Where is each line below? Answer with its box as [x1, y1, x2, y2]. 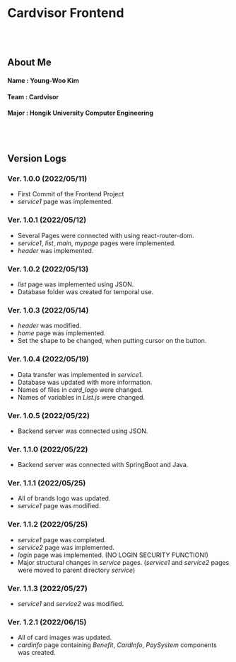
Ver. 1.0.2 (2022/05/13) [7, 264, 89, 274]
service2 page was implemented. [17, 543, 115, 551]
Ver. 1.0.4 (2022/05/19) [7, 354, 90, 364]
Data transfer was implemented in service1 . [17, 370, 143, 378]
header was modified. [17, 321, 82, 330]
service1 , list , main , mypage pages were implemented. [17, 239, 177, 247]
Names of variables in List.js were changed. [17, 393, 146, 401]
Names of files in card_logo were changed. [17, 385, 143, 394]
